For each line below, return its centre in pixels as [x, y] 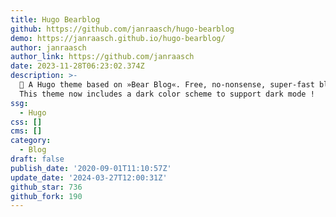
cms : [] [26, 131]
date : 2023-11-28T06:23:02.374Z [77, 66]
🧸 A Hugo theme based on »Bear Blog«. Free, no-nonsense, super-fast [167, 85]
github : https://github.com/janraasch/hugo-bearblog [122, 29]
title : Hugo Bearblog [55, 19]
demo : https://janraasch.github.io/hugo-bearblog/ [118, 38]
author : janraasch [48, 47]
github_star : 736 [46, 187]
